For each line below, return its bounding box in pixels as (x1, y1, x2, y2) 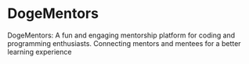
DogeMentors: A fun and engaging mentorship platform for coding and (7, 30, 236, 40)
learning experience (7, 47, 72, 56)
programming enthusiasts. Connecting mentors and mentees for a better (7, 38, 241, 48)
